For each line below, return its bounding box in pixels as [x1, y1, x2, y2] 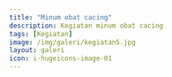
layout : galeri [9, 46, 65, 55]
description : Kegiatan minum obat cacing [9, 21, 164, 30]
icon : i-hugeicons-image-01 [9, 54, 113, 63]
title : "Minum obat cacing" [9, 12, 113, 22]
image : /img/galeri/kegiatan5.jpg [9, 37, 137, 47]
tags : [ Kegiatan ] [9, 29, 73, 38]
